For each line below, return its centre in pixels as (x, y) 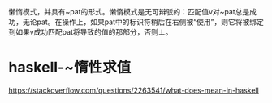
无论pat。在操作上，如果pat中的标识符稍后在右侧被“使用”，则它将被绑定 (143, 22)
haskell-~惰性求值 (70, 68)
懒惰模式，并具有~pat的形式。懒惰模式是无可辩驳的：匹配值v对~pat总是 (129, 12)
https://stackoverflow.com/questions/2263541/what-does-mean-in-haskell (134, 90)
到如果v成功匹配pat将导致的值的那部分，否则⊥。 (91, 32)
